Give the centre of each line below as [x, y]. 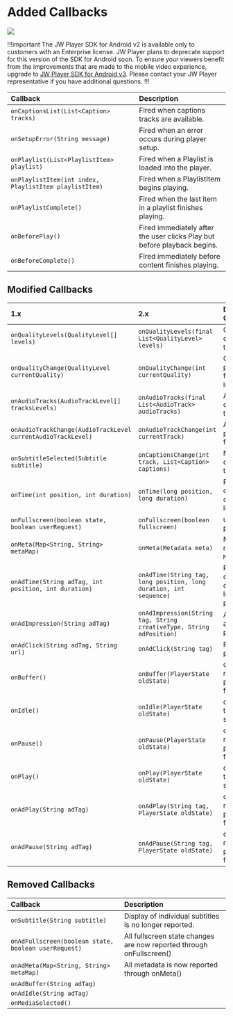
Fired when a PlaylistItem [179, 179]
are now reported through [166, 944]
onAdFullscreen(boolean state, [62, 941]
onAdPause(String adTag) [52, 847]
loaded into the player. [175, 168]
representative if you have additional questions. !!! [79, 81]
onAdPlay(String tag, [174, 806]
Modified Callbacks [50, 290]
